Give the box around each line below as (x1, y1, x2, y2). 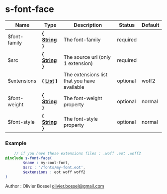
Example (5, 140, 27, 147)
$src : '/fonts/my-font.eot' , (23, 165, 85, 170)
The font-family (63, 36, 101, 43)
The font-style (63, 115, 98, 122)
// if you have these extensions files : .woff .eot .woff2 (14, 151, 141, 156)
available (63, 83, 84, 90)
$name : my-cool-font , (23, 160, 70, 165)
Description (74, 21, 102, 28)
